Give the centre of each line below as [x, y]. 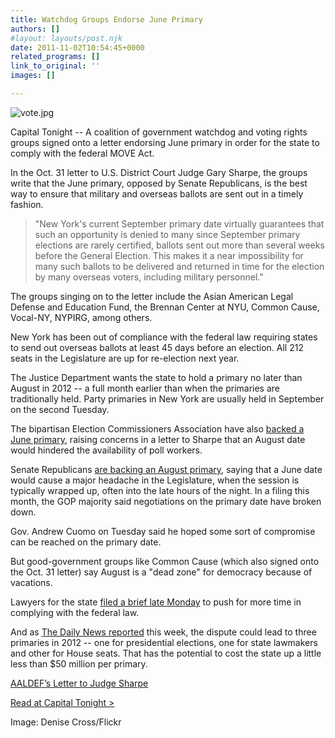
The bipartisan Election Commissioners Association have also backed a [157, 428]
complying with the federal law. [75, 612]
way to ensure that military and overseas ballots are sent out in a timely [157, 193]
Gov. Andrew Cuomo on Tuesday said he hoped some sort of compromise [163, 531]
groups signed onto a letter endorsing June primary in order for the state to [165, 142]
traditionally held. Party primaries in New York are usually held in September [167, 398]
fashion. [27, 204]
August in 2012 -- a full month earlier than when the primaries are [145, 388]
